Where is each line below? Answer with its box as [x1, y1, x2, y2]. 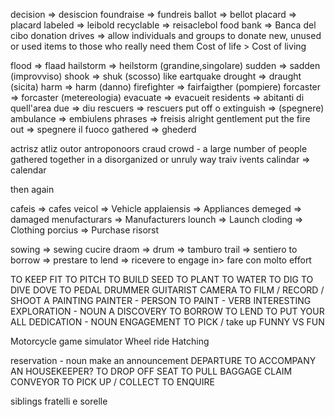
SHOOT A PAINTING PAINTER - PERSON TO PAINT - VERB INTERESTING [10, 295, 312, 306]
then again [10, 184, 55, 195]
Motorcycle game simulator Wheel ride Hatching [10, 335, 210, 347]
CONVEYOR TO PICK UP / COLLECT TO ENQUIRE [10, 376, 215, 388]
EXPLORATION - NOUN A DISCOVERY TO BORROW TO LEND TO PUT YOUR [10, 305, 325, 317]
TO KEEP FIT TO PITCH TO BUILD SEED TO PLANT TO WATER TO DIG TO [10, 274, 314, 285]
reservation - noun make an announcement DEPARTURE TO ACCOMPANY [10, 355, 317, 366]
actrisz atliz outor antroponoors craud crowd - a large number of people [10, 143, 308, 154]
